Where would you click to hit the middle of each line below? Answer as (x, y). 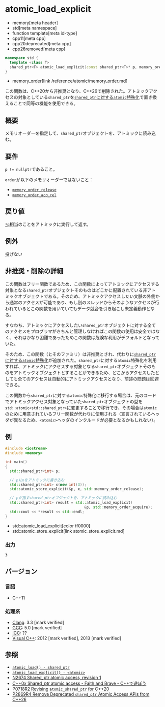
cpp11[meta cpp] (29, 38)
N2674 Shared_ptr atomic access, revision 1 (57, 677)
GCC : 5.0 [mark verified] (37, 627)
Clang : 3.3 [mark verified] (38, 622)
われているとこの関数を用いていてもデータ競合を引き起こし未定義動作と (78, 308)
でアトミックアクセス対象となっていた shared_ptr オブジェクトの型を (74, 401)
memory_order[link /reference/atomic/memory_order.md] (70, 81)
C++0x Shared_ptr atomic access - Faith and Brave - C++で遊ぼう (79, 683)
